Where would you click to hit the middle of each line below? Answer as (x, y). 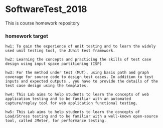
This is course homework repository (42, 23)
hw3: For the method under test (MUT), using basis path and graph (77, 73)
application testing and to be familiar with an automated (68, 99)
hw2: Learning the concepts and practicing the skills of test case (78, 59)
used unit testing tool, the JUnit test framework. (60, 51)
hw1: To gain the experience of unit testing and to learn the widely (80, 46)
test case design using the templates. (47, 86)
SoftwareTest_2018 (46, 9)
